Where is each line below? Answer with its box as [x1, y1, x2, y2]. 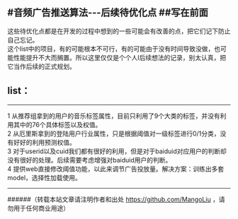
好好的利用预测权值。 [13, 138, 76, 146]
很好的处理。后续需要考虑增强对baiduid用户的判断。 [19, 155, 172, 164]
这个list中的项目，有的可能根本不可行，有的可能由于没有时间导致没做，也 [7, 45, 221, 53]
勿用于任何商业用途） [7, 203, 69, 212]
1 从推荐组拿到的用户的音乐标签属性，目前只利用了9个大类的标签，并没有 [7, 112, 221, 120]
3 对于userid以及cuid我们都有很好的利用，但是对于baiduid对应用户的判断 [7, 147, 221, 155]
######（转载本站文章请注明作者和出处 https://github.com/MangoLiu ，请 [7, 195, 225, 203]
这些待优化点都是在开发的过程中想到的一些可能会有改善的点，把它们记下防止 [7, 27, 231, 35]
